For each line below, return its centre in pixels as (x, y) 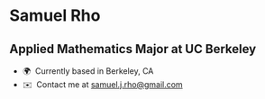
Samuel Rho (55, 16)
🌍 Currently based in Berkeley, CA (88, 71)
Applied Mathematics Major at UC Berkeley (133, 49)
